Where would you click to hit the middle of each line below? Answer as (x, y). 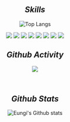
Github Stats (35, 99)
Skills (35, 10)
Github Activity (35, 55)
